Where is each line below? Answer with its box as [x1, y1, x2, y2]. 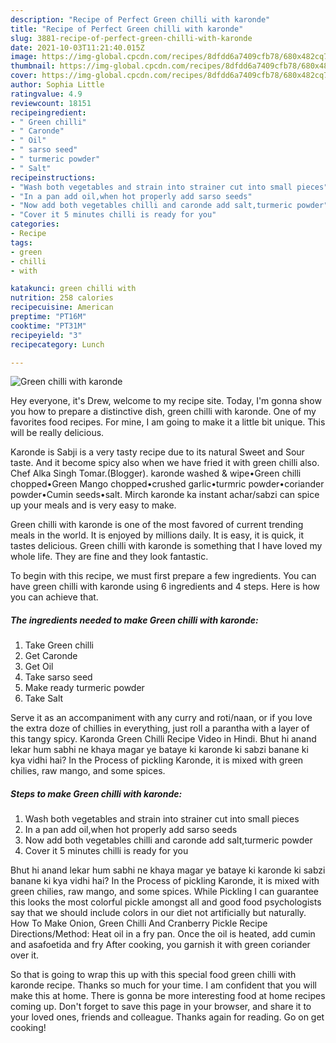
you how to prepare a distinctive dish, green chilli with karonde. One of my [10, 406, 317, 418]
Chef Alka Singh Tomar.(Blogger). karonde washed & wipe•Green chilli [10, 467, 302, 480]
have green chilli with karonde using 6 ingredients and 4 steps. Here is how [10, 581, 321, 593]
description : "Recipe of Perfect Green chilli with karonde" [10, 14, 271, 25]
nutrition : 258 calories [10, 293, 114, 303]
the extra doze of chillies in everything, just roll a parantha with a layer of [10, 722, 310, 735]
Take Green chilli [24, 639, 94, 651]
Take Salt [24, 692, 64, 705]
